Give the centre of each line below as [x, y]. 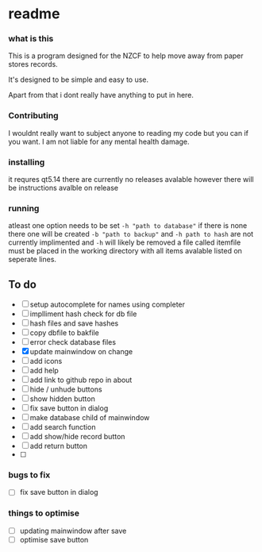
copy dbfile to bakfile [64, 333]
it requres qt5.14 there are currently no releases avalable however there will [131, 179]
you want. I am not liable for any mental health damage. [99, 141]
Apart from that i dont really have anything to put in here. [101, 95]
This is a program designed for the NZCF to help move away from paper [126, 56]
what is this [31, 39]
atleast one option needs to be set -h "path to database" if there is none [128, 226]
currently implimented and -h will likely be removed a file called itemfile [125, 242]
